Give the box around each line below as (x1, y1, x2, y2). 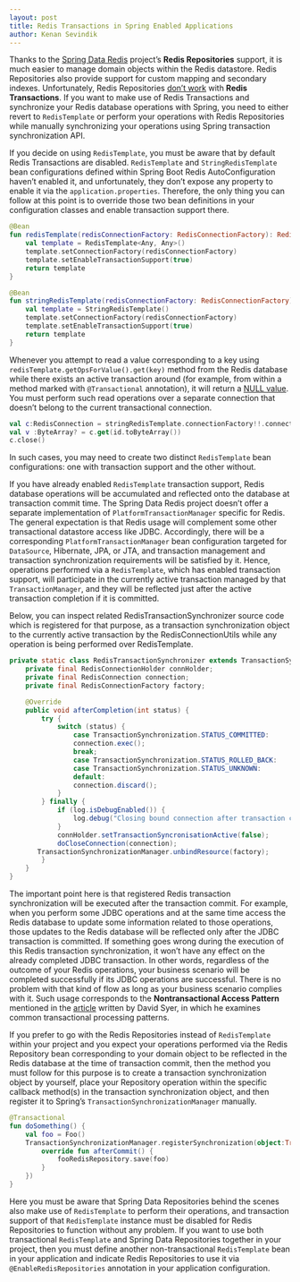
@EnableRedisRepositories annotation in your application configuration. (9, 1262, 271, 1273)
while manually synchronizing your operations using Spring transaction (9, 121, 271, 132)
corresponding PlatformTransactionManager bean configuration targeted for (9, 536, 287, 547)
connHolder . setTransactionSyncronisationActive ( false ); (56, 830, 270, 840)
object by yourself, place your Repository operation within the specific (9, 1077, 268, 1088)
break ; (72, 748, 98, 756)
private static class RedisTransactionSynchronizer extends (9, 656, 238, 665)
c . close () (9, 436, 46, 445)
